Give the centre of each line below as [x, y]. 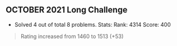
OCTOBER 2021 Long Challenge [67, 10]
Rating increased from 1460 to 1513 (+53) [72, 36]
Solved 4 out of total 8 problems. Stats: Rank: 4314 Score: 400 [92, 24]
